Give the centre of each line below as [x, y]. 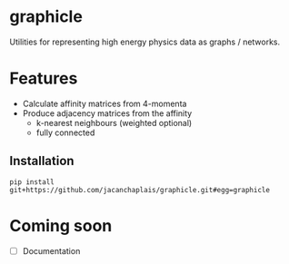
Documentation [51, 250]
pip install [32, 182]
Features [44, 78]
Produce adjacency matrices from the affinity [107, 113]
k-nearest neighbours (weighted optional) [114, 122]
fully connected [65, 132]
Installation [42, 161]
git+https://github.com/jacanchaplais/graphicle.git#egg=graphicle [140, 190]
